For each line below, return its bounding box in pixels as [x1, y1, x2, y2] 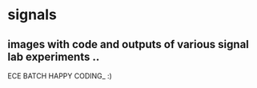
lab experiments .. [7, 50, 100, 63]
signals [7, 6, 57, 24]
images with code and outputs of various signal [7, 38, 250, 51]
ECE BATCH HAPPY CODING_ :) [7, 71, 113, 81]
